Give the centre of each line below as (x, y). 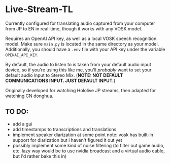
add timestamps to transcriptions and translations (64, 129)
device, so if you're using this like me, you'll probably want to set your (78, 70)
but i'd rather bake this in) (40, 156)
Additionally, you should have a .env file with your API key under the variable (85, 49)
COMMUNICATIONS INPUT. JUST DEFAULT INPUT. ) (60, 80)
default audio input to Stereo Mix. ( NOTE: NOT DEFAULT (64, 75)
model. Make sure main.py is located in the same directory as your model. (82, 44)
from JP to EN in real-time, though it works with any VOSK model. (74, 28)
